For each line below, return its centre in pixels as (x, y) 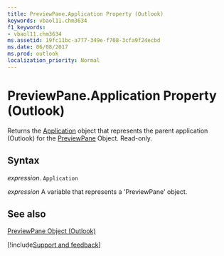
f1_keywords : (27, 27)
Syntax (23, 161)
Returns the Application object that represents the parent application (108, 130)
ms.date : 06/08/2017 (38, 47)
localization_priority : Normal (54, 61)
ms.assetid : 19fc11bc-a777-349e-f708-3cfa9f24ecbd (84, 41)
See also (27, 214)
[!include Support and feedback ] (54, 245)
